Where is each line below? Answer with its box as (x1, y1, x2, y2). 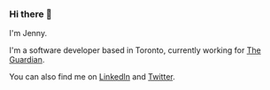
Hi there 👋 (9, 8, 53, 20)
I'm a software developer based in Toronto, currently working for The (9, 45, 261, 56)
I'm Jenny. (9, 28, 47, 39)
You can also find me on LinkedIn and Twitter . (9, 71, 175, 82)
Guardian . (9, 55, 45, 65)
